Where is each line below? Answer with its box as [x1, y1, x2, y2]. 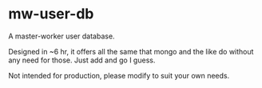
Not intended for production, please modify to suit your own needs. [8, 70, 230, 80]
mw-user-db [8, 5, 94, 23]
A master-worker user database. [8, 31, 115, 41]
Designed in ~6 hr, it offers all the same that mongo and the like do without [8, 46, 254, 56]
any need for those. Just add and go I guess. [8, 55, 156, 65]
